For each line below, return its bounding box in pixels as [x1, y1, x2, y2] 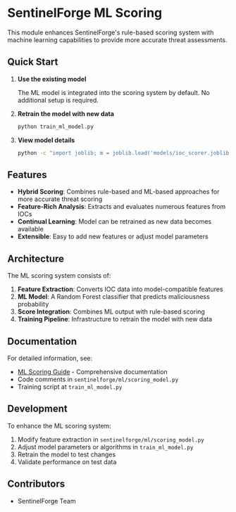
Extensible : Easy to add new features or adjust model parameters [17, 232, 209, 241]
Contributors [7, 478, 66, 490]
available [17, 225, 44, 233]
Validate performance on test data [17, 457, 117, 466]
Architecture [7, 252, 65, 264]
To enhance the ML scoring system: [7, 421, 111, 430]
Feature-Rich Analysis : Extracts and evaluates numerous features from [17, 203, 226, 211]
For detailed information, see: [7, 354, 93, 362]
